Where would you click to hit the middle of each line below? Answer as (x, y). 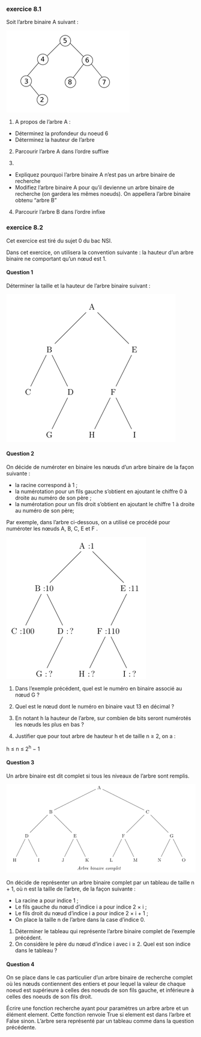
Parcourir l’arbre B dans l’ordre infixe (60, 212)
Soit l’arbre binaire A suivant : (43, 22)
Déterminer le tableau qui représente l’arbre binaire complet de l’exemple (105, 931)
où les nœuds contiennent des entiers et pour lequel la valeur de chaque (96, 984)
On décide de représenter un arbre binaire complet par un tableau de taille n (100, 882)
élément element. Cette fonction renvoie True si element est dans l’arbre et (98, 1015)
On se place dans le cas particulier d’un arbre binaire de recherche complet (100, 978)
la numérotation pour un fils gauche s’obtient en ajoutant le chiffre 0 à (101, 491)
